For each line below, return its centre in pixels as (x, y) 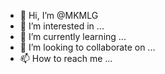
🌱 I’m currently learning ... (73, 36)
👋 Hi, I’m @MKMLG (59, 15)
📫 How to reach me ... (66, 58)
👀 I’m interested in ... (62, 26)
